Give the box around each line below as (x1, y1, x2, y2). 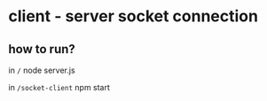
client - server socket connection (8, 6, 259, 27)
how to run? (8, 42, 76, 57)
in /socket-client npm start (8, 82, 110, 92)
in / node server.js (8, 65, 76, 75)
